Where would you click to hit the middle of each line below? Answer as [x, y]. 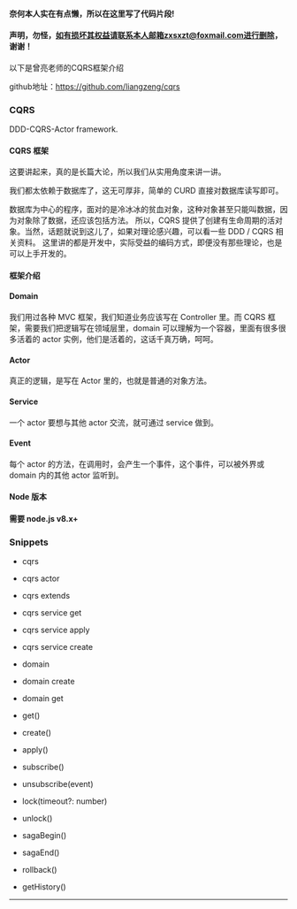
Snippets [29, 542]
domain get [42, 699]
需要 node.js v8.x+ [44, 518]
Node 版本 [28, 497]
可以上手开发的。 [40, 254]
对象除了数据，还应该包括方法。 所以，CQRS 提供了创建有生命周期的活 [146, 220]
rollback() [39, 870]
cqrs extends [46, 596]
